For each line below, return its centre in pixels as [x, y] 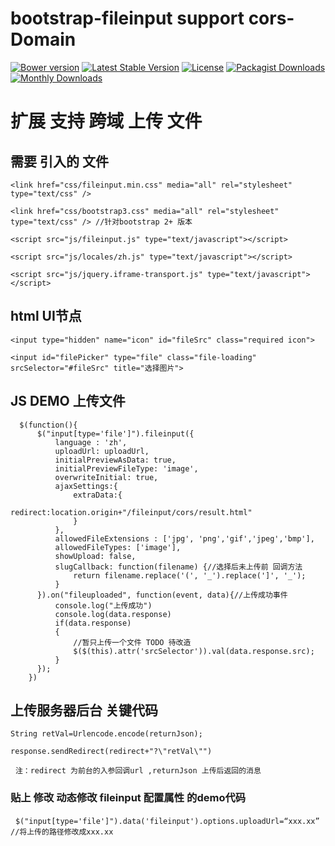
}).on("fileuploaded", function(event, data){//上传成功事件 [162, 595]
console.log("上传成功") [103, 605]
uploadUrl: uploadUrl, [102, 451]
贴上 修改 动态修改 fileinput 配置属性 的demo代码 [128, 798]
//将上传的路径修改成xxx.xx [62, 832]
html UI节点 [46, 316]
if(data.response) [93, 623]
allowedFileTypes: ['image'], [118, 547]
